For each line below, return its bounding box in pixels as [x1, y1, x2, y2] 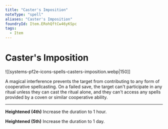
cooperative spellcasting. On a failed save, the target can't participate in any [5, 83, 162, 89]
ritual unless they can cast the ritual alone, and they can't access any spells [5, 88, 161, 95]
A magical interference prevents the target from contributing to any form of [5, 78, 160, 84]
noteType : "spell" [5, 12, 43, 17]
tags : [5, 26, 16, 31]
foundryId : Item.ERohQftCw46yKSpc [5, 21, 77, 26]
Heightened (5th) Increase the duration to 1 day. [5, 118, 105, 124]
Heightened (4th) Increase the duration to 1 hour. [5, 108, 107, 114]
